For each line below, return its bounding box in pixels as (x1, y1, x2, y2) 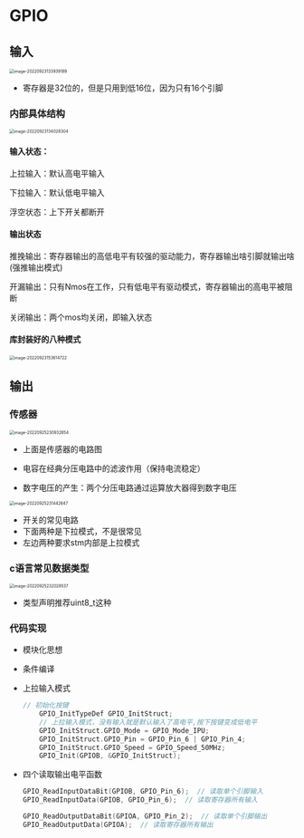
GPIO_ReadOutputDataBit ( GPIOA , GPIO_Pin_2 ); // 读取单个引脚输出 (22, 812, 268, 821)
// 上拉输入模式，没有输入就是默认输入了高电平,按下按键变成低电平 (39, 718, 258, 727)
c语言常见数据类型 (9, 562, 90, 574)
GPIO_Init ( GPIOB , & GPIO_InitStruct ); (39, 751, 182, 761)
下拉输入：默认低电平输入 (9, 187, 105, 197)
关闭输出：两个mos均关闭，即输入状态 (9, 312, 153, 323)
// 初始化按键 (22, 701, 70, 710)
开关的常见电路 (22, 514, 79, 525)
